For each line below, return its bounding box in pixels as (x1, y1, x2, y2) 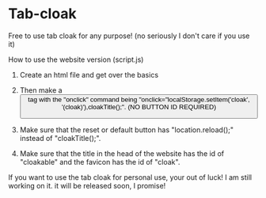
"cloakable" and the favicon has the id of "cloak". (19, 158, 180, 167)
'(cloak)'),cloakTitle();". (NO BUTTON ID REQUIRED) (61, 102, 216, 111)
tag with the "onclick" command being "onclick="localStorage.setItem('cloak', (27, 95, 250, 104)
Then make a (19, 85, 63, 95)
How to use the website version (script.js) (8, 55, 144, 64)
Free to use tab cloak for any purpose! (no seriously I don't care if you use (8, 31, 250, 40)
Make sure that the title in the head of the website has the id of (19, 149, 224, 158)
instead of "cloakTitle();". (19, 134, 101, 143)
